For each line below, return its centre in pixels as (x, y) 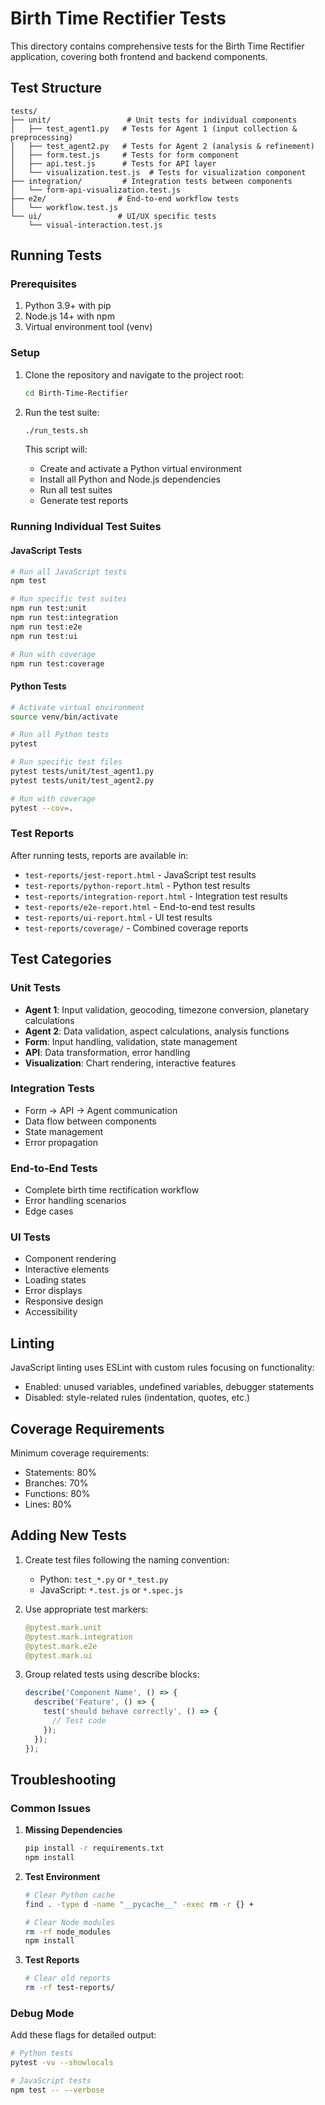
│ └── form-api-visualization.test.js (96, 190)
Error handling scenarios (75, 1201)
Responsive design (64, 1301)
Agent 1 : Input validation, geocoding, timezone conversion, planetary (167, 1009)
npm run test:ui (44, 636)
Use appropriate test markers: (86, 1609)
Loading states (55, 1280)
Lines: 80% (48, 1504)
